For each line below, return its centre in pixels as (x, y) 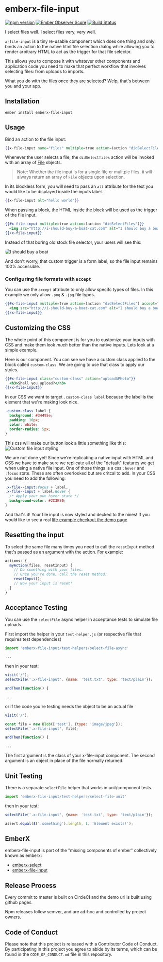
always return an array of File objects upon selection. (71, 177)
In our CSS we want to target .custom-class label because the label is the (79, 397)
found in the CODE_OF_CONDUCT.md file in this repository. (59, 954)
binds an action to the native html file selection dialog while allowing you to (80, 46)
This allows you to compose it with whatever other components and (73, 61)
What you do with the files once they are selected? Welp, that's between (77, 81)
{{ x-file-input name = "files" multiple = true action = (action (66, 148)
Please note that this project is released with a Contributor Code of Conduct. (81, 944)
